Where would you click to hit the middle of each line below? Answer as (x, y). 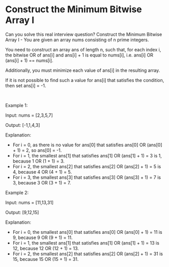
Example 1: (17, 105)
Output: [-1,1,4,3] (23, 125)
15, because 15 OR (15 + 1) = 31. (46, 259)
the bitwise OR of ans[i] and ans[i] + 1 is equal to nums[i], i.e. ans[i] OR (79, 55)
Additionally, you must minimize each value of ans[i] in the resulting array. (83, 70)
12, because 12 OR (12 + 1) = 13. (46, 248)
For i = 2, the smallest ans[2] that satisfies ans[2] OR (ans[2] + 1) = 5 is (87, 166)
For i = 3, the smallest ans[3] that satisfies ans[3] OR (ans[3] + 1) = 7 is (87, 177)
